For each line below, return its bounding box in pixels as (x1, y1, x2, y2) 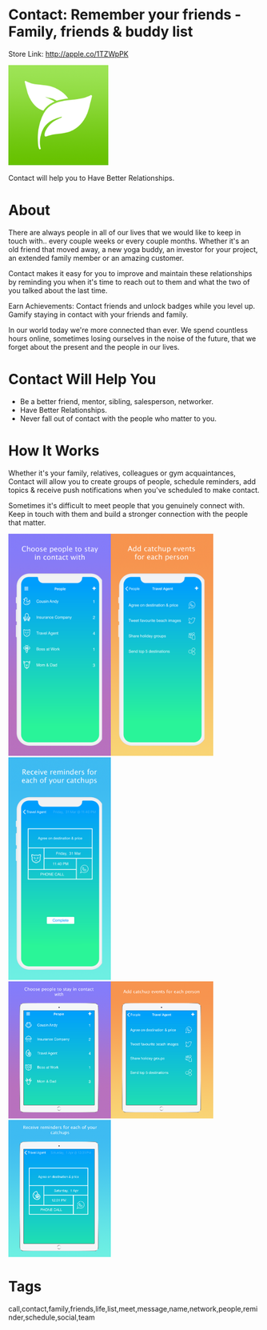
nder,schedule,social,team (8, 1312, 96, 1322)
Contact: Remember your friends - (8, 6, 241, 24)
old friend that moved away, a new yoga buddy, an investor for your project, (8, 244, 258, 254)
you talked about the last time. (8, 286, 108, 295)
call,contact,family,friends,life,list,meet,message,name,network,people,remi (8, 1304, 258, 1313)
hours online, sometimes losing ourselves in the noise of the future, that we (8, 334, 257, 343)
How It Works (8, 442, 100, 459)
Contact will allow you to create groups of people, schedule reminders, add (8, 476, 256, 486)
